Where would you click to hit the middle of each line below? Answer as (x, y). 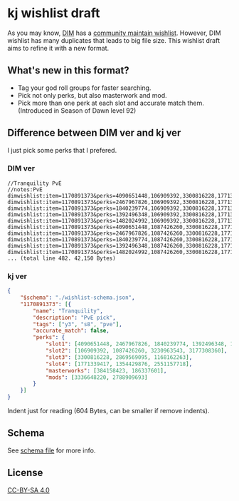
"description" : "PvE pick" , (74, 318)
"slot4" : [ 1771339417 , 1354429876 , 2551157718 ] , (119, 364)
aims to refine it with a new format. (58, 48)
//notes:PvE (25, 189)
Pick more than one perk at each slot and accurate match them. (111, 103)
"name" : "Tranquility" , (68, 311)
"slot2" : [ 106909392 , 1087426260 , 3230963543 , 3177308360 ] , (136, 351)
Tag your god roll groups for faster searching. (84, 88)
